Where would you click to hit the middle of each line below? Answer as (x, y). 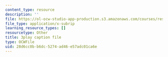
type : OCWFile (20, 42)
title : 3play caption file (33, 38)
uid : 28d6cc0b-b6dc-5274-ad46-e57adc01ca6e (51, 47)
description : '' (22, 14)
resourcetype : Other (27, 33)
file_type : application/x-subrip (40, 24)
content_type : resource (30, 10)
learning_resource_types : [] (35, 28)
